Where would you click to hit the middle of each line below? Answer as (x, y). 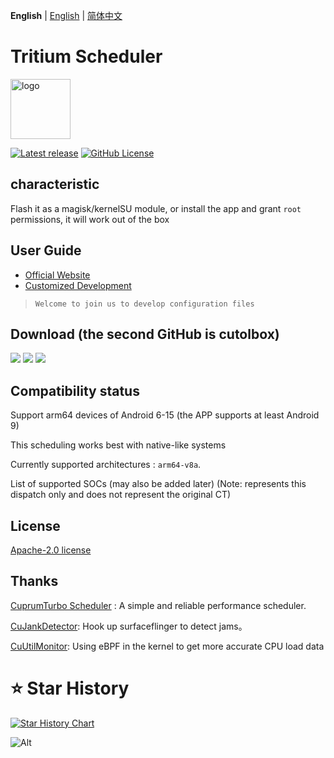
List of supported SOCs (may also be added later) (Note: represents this (158, 484)
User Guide (46, 250)
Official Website (57, 275)
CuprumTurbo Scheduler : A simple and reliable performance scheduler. (158, 605)
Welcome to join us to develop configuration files (144, 304)
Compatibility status (75, 390)
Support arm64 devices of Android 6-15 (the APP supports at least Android (165, 415)
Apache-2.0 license (51, 550)
